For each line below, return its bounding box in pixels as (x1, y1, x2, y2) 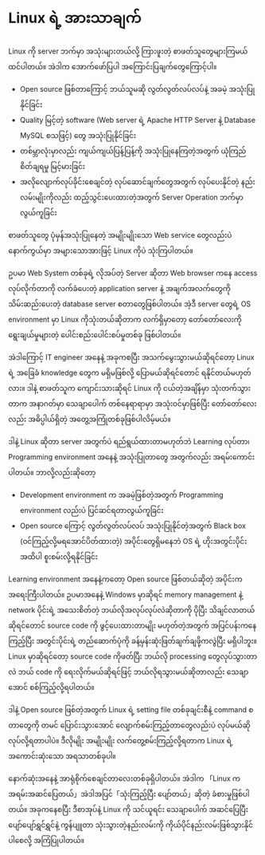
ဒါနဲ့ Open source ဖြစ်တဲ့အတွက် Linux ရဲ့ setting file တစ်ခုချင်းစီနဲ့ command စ (8, 704, 254, 714)
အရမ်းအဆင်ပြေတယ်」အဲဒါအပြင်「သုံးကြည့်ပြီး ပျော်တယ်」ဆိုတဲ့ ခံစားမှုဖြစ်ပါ (8, 789, 250, 798)
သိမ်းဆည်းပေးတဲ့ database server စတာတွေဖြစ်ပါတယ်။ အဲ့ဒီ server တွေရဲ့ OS (8, 299, 251, 309)
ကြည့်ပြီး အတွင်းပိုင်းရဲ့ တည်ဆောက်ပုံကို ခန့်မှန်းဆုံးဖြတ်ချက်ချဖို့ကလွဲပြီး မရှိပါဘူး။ (8, 636, 257, 645)
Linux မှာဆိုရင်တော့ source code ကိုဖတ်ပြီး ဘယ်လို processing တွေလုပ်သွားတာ (8, 651, 258, 661)
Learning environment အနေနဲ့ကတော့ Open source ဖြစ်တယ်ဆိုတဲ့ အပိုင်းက (8, 574, 243, 584)
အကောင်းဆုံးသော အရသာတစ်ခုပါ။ (8, 751, 117, 761)
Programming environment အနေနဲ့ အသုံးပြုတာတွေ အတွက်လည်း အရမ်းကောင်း (8, 451, 255, 462)
